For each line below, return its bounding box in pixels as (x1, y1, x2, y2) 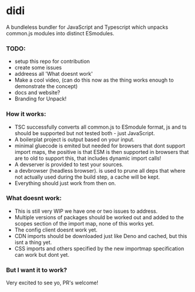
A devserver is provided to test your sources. (14, 160, 124, 168)
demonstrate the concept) (14, 83, 78, 90)
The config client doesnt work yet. (14, 226, 98, 233)
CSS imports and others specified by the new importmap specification (14, 245, 184, 252)
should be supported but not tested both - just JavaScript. (14, 129, 155, 136)
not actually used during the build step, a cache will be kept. (14, 173, 160, 180)
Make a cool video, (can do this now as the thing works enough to (14, 76, 174, 83)
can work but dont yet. (14, 251, 70, 258)
